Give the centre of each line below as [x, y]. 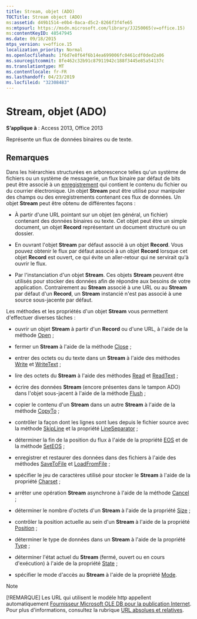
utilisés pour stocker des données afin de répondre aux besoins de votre [103, 281]
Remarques [28, 158]
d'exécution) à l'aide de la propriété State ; [66, 563]
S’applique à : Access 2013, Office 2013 [54, 128]
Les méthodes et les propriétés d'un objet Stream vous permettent [87, 311]
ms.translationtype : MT [35, 66]
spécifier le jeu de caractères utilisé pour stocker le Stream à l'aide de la [103, 475]
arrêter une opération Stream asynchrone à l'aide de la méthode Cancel [102, 493]
